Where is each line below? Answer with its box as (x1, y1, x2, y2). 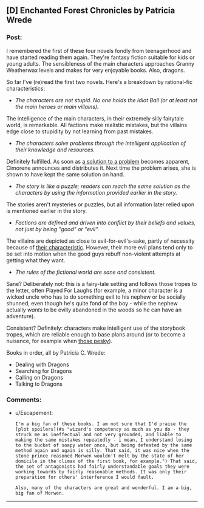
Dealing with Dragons (15, 361, 70, 368)
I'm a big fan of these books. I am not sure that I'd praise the (15, 420, 187, 427)
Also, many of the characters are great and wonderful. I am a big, (15, 484, 192, 491)
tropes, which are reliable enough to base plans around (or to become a (6, 330, 186, 338)
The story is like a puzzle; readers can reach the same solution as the (15, 183, 190, 190)
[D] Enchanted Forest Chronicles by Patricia (6, 5, 175, 16)
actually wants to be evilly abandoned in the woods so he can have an (6, 306, 182, 313)
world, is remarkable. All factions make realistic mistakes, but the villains (6, 121, 187, 128)
